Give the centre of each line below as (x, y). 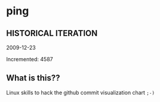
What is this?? (33, 78)
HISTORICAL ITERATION (52, 33)
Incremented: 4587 (30, 59)
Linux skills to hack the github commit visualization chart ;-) (81, 92)
